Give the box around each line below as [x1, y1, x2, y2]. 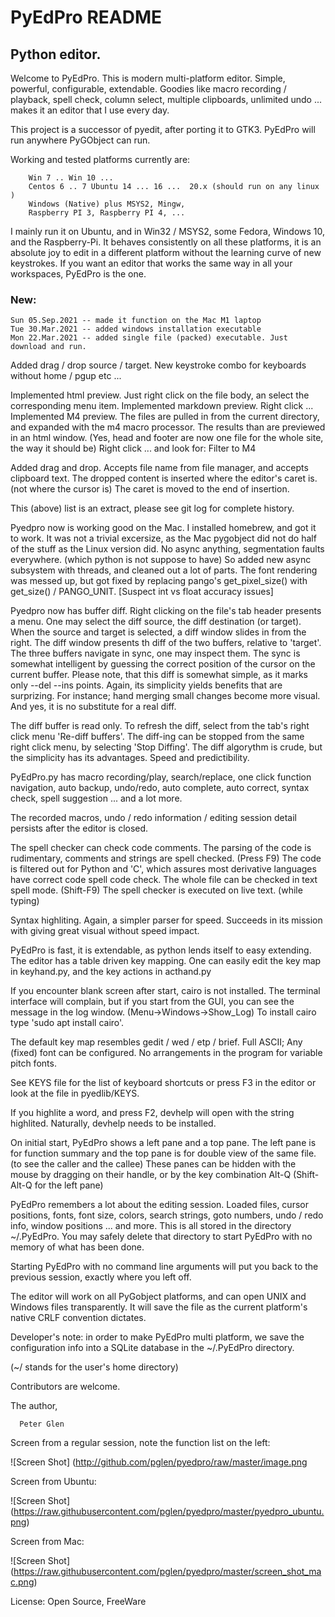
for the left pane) [34, 1179, 104, 1191]
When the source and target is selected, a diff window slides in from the [10, 626, 307, 638]
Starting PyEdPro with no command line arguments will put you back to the [10, 1261, 319, 1273]
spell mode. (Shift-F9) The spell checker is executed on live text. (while [10, 884, 303, 896]
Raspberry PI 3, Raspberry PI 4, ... [28, 208, 186, 218]
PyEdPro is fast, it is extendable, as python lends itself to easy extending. [10, 944, 312, 956]
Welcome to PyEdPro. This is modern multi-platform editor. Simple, [10, 72, 286, 84]
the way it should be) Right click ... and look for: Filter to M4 [10, 442, 257, 455]
